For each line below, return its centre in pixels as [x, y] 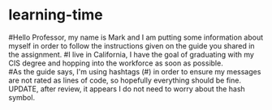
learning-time [56, 15]
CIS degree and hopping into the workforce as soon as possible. [116, 63]
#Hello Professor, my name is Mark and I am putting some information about [136, 37]
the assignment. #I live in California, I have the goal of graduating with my [131, 54]
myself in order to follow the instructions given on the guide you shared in [132, 45]
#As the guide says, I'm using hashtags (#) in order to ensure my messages [135, 71]
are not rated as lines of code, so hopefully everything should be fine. [125, 80]
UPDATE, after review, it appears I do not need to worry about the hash [127, 89]
